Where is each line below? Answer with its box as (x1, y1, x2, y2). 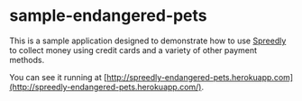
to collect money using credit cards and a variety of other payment (9, 44, 258, 55)
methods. (9, 54, 45, 65)
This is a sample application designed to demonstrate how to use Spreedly (9, 35, 287, 46)
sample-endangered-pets (9, 5, 207, 26)
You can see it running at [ (9, 71, 107, 82)
